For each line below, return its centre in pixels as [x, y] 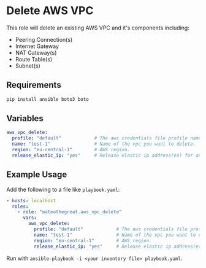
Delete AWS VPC [50, 11]
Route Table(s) [34, 59]
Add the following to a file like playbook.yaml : [63, 189]
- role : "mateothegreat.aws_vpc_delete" [70, 212]
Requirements [34, 85]
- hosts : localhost [31, 200]
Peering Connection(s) [44, 39]
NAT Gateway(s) [36, 52]
